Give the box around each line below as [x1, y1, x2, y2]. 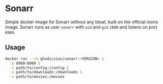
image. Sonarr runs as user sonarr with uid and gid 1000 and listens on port [5, 24, 158, 30]
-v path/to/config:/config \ [9, 65, 69, 70]
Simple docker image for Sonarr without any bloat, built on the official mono [5, 19, 159, 25]
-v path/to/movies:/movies [9, 74, 65, 79]
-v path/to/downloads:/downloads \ [9, 70, 82, 75]
